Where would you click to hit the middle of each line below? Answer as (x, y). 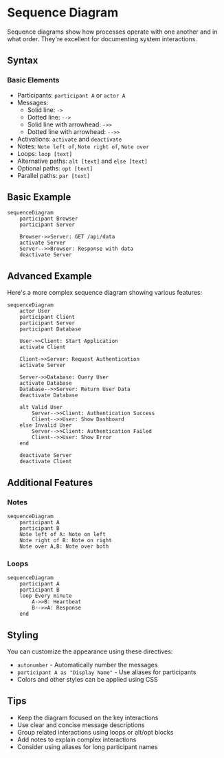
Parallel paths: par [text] (54, 175)
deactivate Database (49, 395)
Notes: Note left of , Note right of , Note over (83, 146)
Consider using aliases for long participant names (87, 746)
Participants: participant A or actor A (71, 95)
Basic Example (39, 197)
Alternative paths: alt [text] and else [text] (82, 161)
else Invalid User (46, 425)
